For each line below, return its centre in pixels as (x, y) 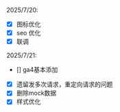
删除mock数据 (36, 93)
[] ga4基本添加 (37, 70)
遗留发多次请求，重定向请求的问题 (64, 84)
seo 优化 (28, 33)
